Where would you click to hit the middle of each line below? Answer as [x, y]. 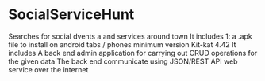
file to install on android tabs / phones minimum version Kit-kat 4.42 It [122, 44]
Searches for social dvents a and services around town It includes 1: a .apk [130, 36]
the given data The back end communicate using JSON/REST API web [123, 61]
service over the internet [48, 69]
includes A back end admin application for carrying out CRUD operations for [133, 53]
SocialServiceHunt [71, 15]
